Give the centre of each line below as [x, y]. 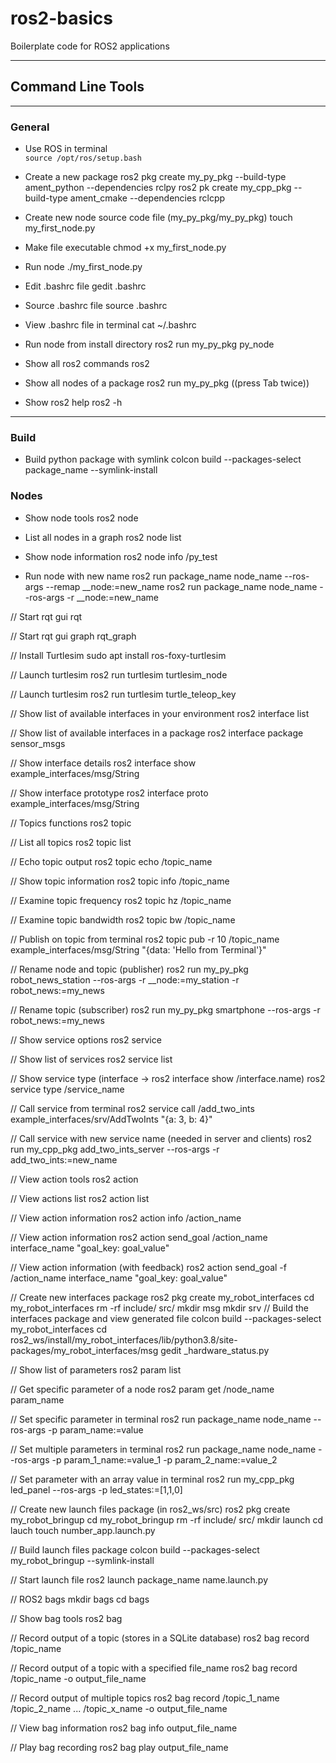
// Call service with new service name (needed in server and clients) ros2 [161, 1138]
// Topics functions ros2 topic [71, 823]
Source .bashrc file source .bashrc [96, 306]
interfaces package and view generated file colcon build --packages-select [166, 1318]
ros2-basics [61, 18]
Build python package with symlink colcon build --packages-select [163, 459]
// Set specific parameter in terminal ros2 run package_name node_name [161, 1419]
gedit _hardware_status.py [215, 1350]
